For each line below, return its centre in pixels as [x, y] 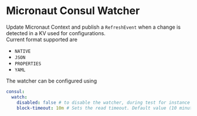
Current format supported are [42, 39]
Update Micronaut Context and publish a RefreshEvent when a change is [93, 27]
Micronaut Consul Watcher [73, 11]
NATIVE [23, 51]
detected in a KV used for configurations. [56, 33]
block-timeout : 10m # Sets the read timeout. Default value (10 [97, 108]
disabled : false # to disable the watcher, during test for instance [103, 103]
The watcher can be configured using [52, 81]
